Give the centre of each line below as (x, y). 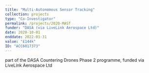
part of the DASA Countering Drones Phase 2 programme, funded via (75, 60)
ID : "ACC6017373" (23, 46)
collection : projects (27, 14)
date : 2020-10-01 (23, 32)
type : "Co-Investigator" (30, 19)
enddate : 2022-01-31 (26, 37)
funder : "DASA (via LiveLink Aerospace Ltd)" (52, 28)
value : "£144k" (21, 42)
